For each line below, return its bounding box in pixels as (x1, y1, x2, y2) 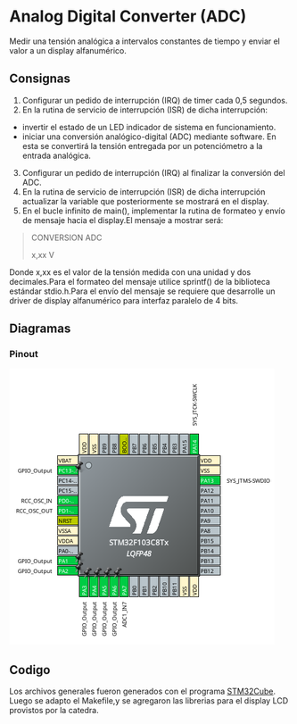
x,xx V (30, 249, 55, 260)
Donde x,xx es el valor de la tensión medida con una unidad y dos (9, 266, 252, 278)
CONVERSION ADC (30, 232, 103, 243)
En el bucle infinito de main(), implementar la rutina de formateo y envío (21, 205, 285, 216)
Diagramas (9, 321, 71, 337)
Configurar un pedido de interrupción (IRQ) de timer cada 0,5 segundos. (21, 95, 288, 105)
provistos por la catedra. (9, 705, 100, 716)
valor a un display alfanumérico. (9, 45, 127, 55)
